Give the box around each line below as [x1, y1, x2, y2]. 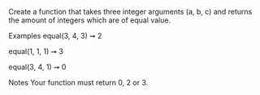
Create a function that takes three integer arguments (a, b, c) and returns [8, 7, 253, 16]
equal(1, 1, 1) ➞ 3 [8, 47, 63, 56]
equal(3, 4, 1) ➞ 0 [8, 62, 67, 72]
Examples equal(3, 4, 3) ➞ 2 [8, 31, 102, 40]
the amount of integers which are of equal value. [8, 15, 171, 25]
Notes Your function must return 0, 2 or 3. [8, 78, 149, 87]
